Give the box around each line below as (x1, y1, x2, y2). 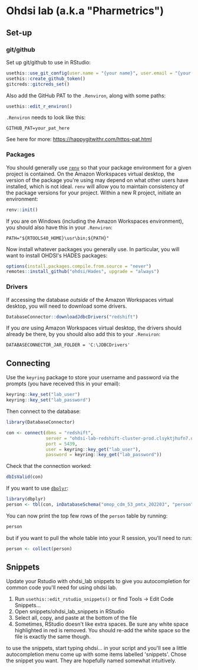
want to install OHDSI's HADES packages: (6, 252, 108, 259)
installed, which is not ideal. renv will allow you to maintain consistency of (6, 183, 184, 190)
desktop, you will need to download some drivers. (6, 303, 127, 310)
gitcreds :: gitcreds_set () (6, 81, 70, 87)
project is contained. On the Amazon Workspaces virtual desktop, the (6, 170, 175, 177)
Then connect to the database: (6, 408, 81, 415)
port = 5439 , (45, 441, 78, 447)
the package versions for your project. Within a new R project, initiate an (6, 189, 181, 196)
